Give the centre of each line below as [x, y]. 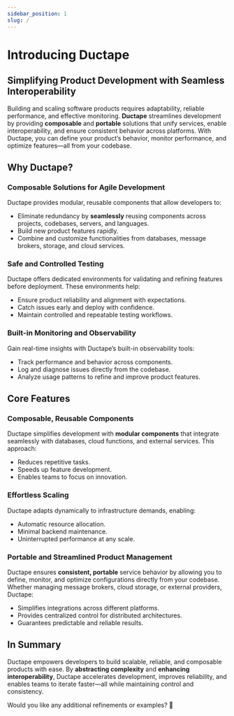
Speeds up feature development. [65, 470]
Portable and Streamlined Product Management [90, 557]
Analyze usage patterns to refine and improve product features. [109, 377]
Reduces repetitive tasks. [54, 462]
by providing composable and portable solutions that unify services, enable [117, 123]
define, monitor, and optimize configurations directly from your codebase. [114, 580]
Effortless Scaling [38, 495]
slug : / [19, 20]
